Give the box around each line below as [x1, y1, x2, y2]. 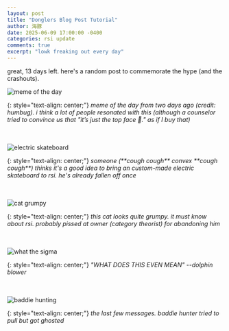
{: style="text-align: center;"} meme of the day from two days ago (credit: [7, 101, 216, 109]
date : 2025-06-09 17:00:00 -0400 [7, 29, 103, 36]
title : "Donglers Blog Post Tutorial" [7, 16, 118, 23]
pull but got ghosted [7, 316, 64, 324]
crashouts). [7, 74, 40, 82]
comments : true [7, 42, 51, 49]
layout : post [7, 10, 45, 17]
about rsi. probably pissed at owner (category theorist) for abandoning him [7, 219, 221, 228]
